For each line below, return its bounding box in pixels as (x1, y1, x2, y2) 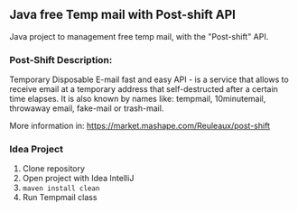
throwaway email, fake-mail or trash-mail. (9, 103, 164, 114)
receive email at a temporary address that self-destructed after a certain (9, 84, 278, 95)
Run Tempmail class (22, 192, 98, 203)
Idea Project (9, 143, 63, 156)
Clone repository (22, 163, 86, 174)
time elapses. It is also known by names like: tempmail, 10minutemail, (9, 94, 266, 105)
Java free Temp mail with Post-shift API (9, 7, 237, 23)
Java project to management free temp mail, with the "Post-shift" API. (9, 31, 269, 41)
